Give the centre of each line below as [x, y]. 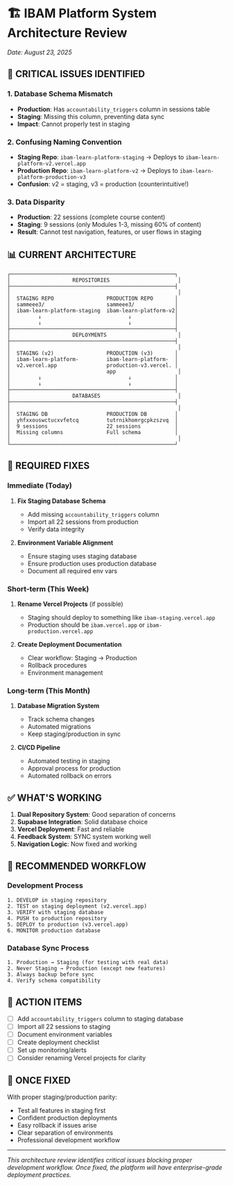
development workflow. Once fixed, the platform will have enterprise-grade [115, 1168]
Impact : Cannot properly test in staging [74, 124]
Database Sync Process [48, 948]
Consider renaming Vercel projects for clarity [81, 1058]
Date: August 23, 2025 [40, 52]
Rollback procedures [57, 666]
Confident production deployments [67, 1118]
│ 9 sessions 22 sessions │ [93, 426]
